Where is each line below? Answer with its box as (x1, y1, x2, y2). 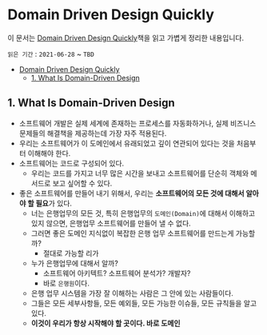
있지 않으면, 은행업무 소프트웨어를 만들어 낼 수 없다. (30, 218, 191, 228)
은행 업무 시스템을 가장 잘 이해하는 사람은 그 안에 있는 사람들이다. (30, 288, 233, 297)
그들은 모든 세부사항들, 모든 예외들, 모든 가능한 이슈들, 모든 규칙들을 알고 (30, 298, 257, 308)
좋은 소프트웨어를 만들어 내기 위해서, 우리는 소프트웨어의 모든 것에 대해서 (18, 188, 245, 197)
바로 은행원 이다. (42, 278, 90, 288)
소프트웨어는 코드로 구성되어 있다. (18, 158, 125, 168)
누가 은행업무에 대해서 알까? (30, 258, 119, 268)
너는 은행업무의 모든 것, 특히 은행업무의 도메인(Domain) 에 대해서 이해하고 (30, 208, 256, 217)
